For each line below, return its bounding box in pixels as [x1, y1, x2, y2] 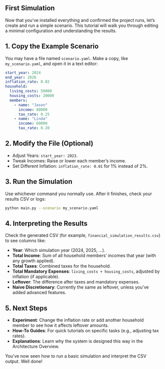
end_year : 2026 [5, 74, 37, 80]
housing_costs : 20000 [9, 93, 55, 98]
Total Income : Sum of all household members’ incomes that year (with [12, 253, 156, 259]
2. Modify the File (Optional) [5, 139, 94, 148]
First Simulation [5, 4, 55, 12]
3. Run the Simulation [5, 177, 73, 186]
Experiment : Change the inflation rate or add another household [12, 317, 144, 323]
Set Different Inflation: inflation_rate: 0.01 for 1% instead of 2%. [12, 163, 148, 169]
